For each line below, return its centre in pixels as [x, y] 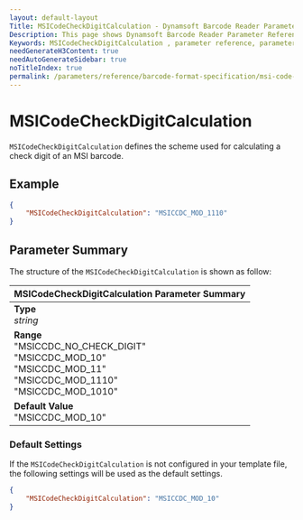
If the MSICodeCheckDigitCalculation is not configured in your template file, [148, 464]
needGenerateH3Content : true [64, 51]
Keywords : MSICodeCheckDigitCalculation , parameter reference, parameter [153, 43]
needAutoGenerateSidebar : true [68, 60]
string [26, 320]
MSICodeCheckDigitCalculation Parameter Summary [130, 293]
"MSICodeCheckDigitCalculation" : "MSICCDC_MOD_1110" [127, 213]
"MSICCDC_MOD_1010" [66, 391]
